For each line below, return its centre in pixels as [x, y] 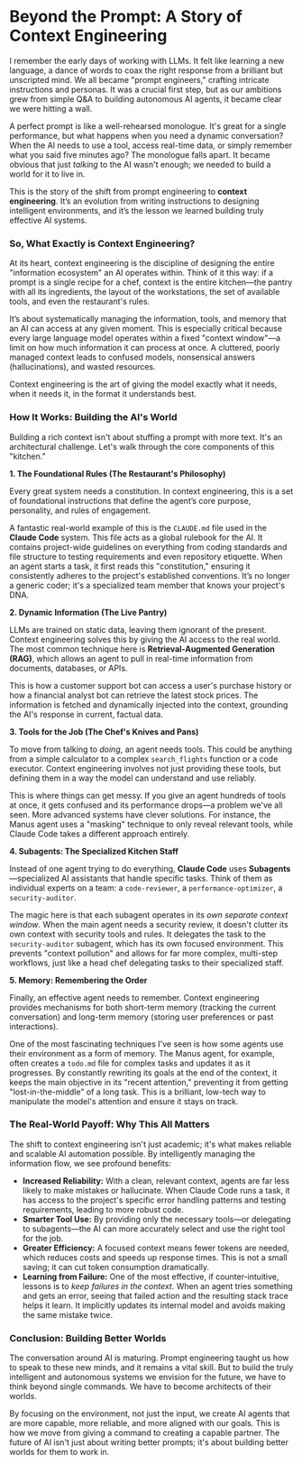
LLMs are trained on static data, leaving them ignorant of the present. [138, 629]
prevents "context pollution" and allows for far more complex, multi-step [143, 953]
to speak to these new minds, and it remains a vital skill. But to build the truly [151, 1368]
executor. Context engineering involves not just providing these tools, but [145, 768]
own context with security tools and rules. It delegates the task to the [137, 934]
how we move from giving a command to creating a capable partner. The [145, 1433]
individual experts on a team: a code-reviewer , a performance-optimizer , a [146, 888]
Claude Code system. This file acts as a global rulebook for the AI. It [136, 537]
